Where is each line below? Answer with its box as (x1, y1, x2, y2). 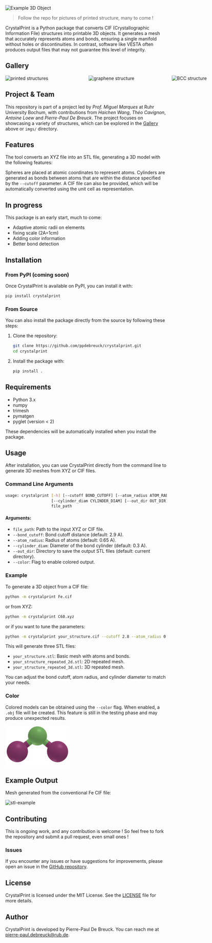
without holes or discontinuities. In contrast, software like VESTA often (5, 41, 154, 47)
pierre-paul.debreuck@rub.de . (5, 932, 70, 938)
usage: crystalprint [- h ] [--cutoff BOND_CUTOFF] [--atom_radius (5, 493, 147, 498)
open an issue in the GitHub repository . (5, 864, 88, 870)
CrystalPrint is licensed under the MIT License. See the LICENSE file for (5, 892, 156, 898)
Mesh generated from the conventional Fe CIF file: (5, 790, 112, 796)
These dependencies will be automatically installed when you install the (5, 428, 157, 434)
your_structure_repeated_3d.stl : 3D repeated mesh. (12, 664, 125, 670)
